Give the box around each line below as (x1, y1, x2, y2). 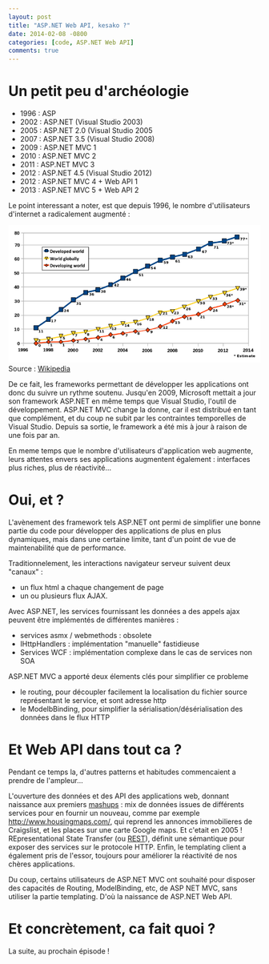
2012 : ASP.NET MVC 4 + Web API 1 (19, 177, 139, 187)
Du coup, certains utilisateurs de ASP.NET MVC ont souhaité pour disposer (8, 874, 256, 884)
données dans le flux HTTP (19, 713, 110, 722)
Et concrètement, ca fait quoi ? (8, 919, 216, 938)
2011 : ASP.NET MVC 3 (19, 160, 95, 170)
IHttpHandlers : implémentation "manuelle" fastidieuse (19, 639, 200, 649)
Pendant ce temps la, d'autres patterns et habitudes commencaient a (8, 767, 236, 777)
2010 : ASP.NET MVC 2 (19, 151, 97, 161)
